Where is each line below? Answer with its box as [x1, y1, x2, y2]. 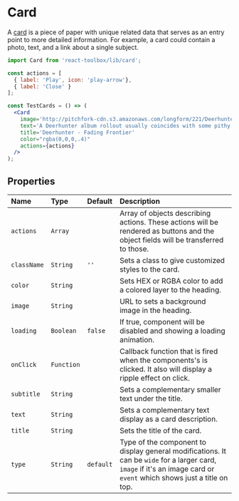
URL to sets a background [119, 296, 206, 306]
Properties [7, 175, 55, 187]
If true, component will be [119, 317, 205, 326]
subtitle [11, 390, 41, 398]
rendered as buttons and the [119, 226, 215, 236]
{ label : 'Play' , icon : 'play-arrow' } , [14, 76, 132, 83]
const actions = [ [7, 69, 62, 77]
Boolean [51, 327, 77, 335]
